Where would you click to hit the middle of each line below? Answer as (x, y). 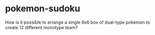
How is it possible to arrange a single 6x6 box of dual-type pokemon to (77, 22)
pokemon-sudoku (43, 9)
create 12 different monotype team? (42, 27)
